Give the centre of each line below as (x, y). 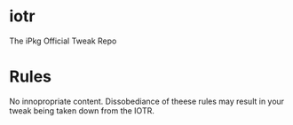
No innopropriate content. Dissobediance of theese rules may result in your (147, 101)
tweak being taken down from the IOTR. (82, 110)
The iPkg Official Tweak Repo (63, 41)
